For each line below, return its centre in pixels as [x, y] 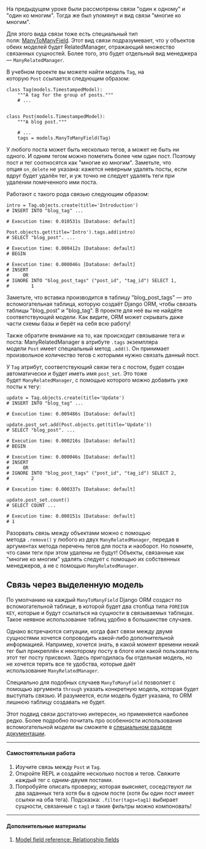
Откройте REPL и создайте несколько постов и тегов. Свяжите [97, 773]
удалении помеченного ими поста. [52, 182]
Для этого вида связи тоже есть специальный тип [72, 34]
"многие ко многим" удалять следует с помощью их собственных [93, 559]
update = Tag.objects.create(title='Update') [65, 398]
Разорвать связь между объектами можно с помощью [79, 533]
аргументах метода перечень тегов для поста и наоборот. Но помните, [100, 546]
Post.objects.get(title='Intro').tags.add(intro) [71, 232]
